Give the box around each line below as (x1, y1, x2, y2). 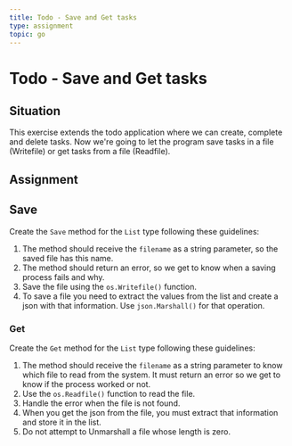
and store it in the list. (21, 417, 102, 427)
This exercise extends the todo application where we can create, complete (9, 127, 283, 138)
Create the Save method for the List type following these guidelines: (9, 226, 260, 236)
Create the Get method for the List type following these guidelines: (9, 343, 255, 353)
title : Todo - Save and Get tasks (9, 12, 138, 22)
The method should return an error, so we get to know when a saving (21, 262, 276, 273)
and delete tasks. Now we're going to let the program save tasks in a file (9, 136, 274, 147)
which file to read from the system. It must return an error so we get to (21, 369, 281, 380)
